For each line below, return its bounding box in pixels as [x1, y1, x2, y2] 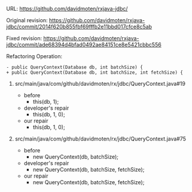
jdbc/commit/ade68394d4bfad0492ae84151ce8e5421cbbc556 [6, 41, 161, 48]
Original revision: [6, 17, 48, 23]
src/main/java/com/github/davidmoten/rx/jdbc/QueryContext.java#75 [14, 135, 187, 142]
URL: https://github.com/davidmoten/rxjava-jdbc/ [6, 5, 128, 12]
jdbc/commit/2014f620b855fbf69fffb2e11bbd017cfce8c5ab [6, 23, 153, 30]
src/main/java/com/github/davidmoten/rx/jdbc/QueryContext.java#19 [14, 80, 185, 87]
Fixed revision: [6, 35, 42, 41]
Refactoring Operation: [6, 53, 63, 59]
